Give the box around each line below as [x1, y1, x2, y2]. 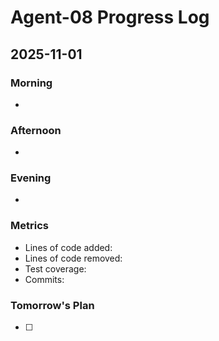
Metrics [10, 219, 49, 233]
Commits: [24, 273, 65, 285]
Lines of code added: [24, 241, 113, 253]
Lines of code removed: [24, 252, 123, 264]
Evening [10, 171, 52, 185]
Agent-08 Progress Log [10, 6, 210, 29]
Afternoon [10, 123, 62, 137]
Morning [10, 76, 53, 90]
